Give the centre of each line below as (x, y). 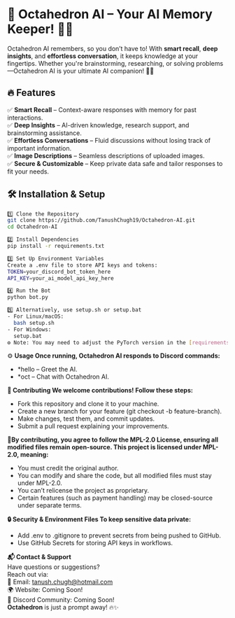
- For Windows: (29, 329)
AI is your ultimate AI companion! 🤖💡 (101, 71)
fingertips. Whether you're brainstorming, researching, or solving (101, 63)
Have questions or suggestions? (54, 567)
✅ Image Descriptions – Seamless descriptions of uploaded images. (106, 155)
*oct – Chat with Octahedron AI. (63, 377)
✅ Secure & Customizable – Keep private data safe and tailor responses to (115, 163)
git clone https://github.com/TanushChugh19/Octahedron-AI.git (101, 220)
